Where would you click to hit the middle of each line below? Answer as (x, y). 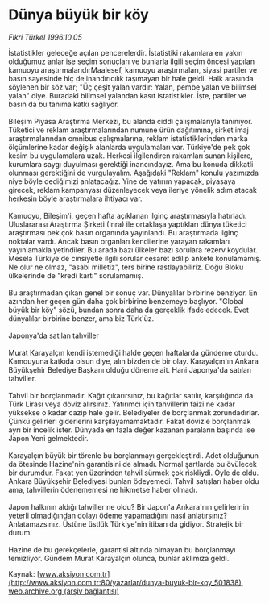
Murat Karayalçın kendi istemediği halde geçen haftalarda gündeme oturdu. (133, 352)
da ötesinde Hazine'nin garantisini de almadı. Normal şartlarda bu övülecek (133, 464)
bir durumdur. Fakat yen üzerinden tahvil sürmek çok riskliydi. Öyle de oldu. (134, 473)
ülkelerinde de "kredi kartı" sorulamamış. (76, 275)
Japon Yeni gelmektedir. (48, 438)
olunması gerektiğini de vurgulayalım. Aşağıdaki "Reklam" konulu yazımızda (134, 173)
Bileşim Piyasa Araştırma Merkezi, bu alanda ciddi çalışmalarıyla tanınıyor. (130, 121)
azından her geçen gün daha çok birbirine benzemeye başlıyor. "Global (126, 301)
